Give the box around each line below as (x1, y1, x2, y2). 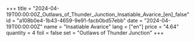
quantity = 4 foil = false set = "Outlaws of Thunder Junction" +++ (6, 29, 164, 36)
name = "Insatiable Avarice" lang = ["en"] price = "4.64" (43, 23, 179, 30)
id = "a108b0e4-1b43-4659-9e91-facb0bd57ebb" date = (6, 17, 143, 24)
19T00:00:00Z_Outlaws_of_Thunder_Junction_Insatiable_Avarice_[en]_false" (6, 11, 190, 18)
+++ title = (6, 5, 32, 12)
